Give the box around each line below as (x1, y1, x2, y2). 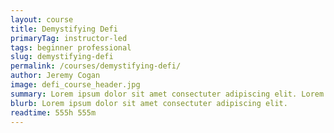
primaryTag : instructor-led (10, 33, 128, 43)
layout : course (10, 14, 74, 25)
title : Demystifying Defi (10, 24, 118, 34)
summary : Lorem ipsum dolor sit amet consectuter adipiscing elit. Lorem (10, 89, 325, 99)
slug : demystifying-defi (10, 52, 114, 62)
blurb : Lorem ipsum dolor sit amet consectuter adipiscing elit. (10, 98, 288, 108)
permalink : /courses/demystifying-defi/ (10, 61, 182, 71)
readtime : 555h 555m (10, 107, 97, 118)
